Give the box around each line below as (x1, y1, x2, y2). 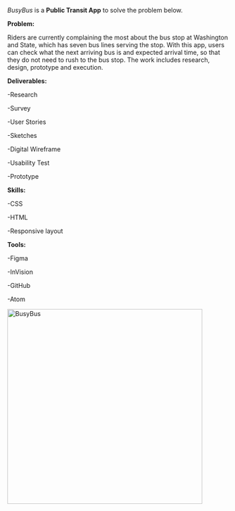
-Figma (7, 254, 28, 263)
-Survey (7, 104, 31, 112)
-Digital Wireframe (7, 145, 61, 153)
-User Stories (7, 118, 46, 126)
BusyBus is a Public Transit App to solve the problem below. (7, 6, 183, 14)
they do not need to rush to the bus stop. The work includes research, (7, 56, 210, 64)
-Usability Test (7, 158, 50, 167)
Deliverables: (7, 77, 47, 85)
